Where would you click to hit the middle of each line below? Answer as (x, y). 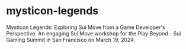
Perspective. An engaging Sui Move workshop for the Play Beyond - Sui (94, 33)
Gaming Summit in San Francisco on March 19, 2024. (71, 40)
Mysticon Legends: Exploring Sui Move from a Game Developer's (86, 27)
